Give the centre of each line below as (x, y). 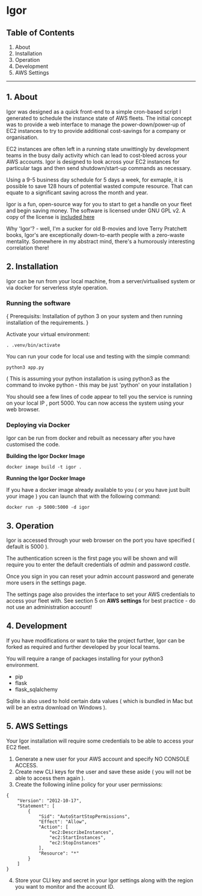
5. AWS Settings (37, 726)
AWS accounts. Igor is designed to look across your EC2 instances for (93, 161)
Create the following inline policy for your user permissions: (89, 784)
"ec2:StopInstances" (75, 842)
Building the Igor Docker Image (46, 456)
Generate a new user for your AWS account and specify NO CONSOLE (102, 759)
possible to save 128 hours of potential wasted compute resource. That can (99, 186)
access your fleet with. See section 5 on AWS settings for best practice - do (101, 601)
